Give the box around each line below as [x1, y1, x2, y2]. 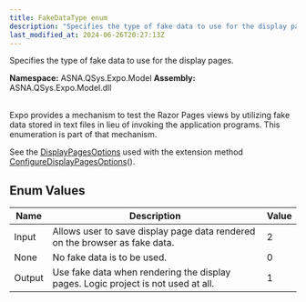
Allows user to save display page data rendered [52, 225, 256, 237]
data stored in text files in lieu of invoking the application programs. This [9, 119, 280, 130]
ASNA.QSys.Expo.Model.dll [9, 83, 112, 94]
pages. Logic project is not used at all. [52, 277, 215, 290]
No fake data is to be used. [52, 251, 167, 264]
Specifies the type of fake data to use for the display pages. [9, 55, 234, 66]
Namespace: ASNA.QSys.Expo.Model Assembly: [9, 73, 196, 84]
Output [14, 272, 44, 285]
